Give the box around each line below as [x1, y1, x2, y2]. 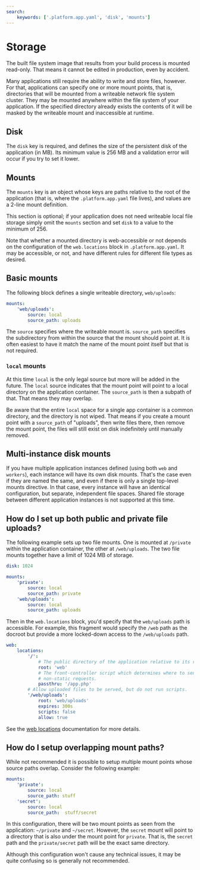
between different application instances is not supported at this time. [6, 496, 175, 503]
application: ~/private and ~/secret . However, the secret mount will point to [6, 826, 193, 834]
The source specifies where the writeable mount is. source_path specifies [6, 328, 186, 335]
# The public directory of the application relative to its [37, 659, 190, 665]
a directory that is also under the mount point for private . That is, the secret [6, 833, 193, 840]
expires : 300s [37, 703, 73, 709]
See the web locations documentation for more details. [6, 725, 141, 732]
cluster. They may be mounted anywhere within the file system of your [6, 97, 179, 104]
